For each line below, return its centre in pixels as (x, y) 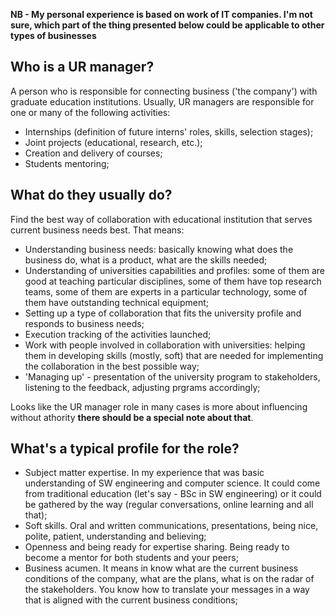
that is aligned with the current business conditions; (131, 600)
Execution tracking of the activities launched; (118, 334)
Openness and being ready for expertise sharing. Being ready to (157, 547)
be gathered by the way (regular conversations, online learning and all (169, 505)
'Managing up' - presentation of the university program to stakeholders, (172, 376)
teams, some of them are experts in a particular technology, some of (166, 291)
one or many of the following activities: (90, 112)
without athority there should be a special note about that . (132, 417)
